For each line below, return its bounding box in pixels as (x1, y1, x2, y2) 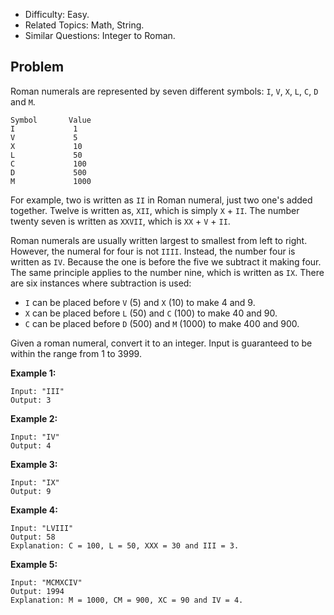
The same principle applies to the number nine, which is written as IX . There (10, 266, 325, 278)
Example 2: (10, 412, 58, 424)
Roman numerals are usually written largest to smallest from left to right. (10, 234, 308, 246)
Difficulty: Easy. (24, 9, 90, 20)
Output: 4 (10, 440, 52, 451)
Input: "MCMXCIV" (10, 577, 83, 588)
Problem (10, 59, 65, 76)
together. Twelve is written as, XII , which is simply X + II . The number (10, 204, 300, 216)
